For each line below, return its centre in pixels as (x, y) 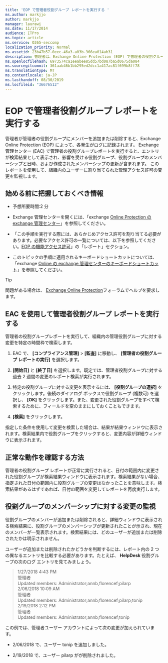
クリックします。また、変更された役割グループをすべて (99, 400)
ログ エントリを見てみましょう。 (60, 562)
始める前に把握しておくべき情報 (54, 193)
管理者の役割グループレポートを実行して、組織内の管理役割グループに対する (84, 337)
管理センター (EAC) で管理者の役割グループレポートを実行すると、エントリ (82, 151)
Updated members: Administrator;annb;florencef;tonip (73, 617)
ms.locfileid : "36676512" (32, 84)
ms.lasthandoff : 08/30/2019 (34, 80)
